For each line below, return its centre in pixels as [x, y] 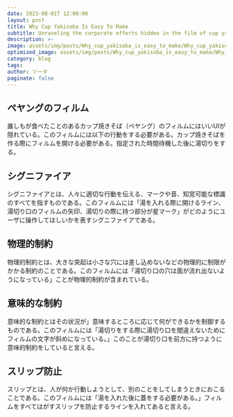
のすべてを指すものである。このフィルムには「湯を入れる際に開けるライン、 [116, 203]
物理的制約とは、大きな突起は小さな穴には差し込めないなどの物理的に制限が [116, 262]
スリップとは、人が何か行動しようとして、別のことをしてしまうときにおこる [116, 389]
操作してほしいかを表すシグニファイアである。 [92, 220]
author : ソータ [27, 71]
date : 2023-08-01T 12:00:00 [48, 14]
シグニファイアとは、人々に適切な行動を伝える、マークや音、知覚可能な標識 [116, 194]
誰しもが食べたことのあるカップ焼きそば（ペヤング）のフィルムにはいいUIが [116, 126]
